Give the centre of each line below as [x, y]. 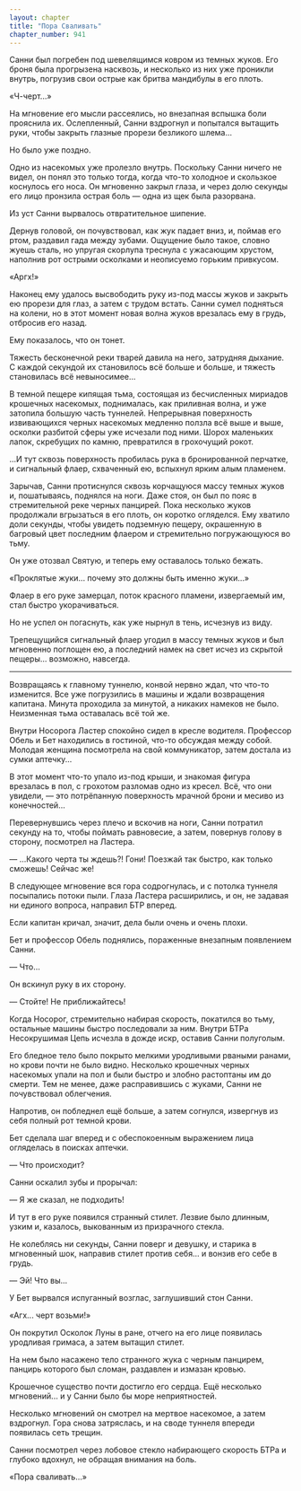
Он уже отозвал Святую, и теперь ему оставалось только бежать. [136, 561]
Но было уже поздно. [50, 150]
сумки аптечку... [41, 759]
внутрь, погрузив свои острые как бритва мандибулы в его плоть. [137, 79]
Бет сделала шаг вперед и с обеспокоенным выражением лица [131, 1138]
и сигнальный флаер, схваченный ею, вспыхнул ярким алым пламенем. [148, 469]
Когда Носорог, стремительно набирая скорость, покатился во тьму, [142, 1019]
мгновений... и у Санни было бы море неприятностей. [113, 1396]
